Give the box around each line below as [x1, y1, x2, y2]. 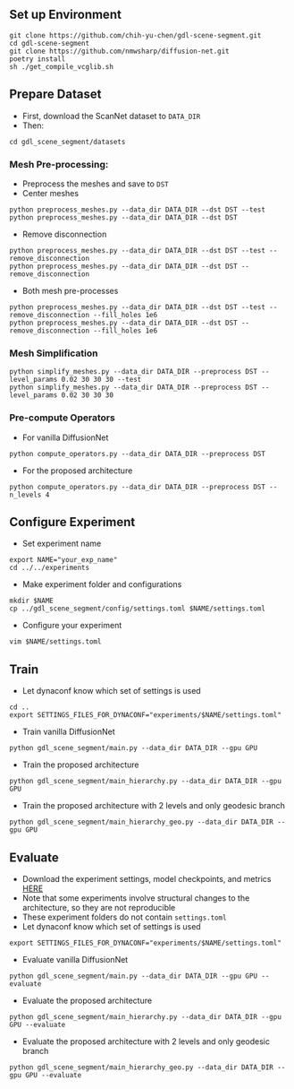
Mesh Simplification [9, 347, 98, 359]
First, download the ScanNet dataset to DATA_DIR [21, 110, 201, 121]
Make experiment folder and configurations [21, 579, 182, 590]
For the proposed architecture [21, 465, 133, 476]
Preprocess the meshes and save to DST [21, 178, 170, 189]
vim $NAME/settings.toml [9, 637, 102, 646]
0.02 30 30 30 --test [61, 376, 142, 385]
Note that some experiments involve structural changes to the [21, 892, 250, 903]
